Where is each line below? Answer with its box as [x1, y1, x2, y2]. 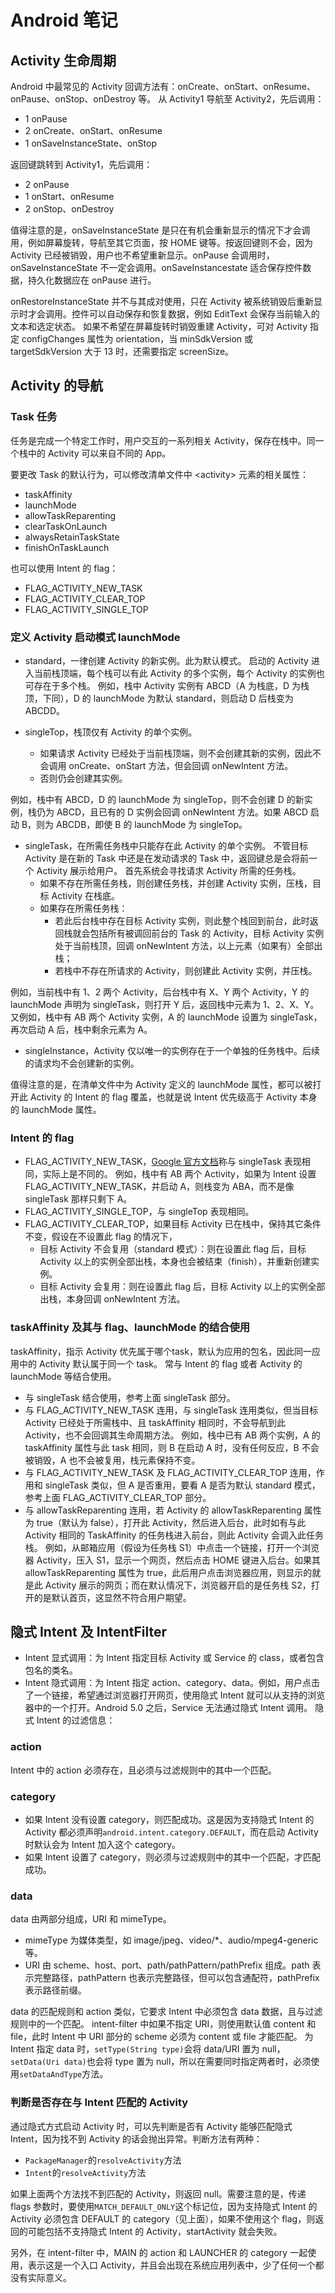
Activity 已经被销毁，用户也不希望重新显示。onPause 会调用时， [10, 249, 275, 261]
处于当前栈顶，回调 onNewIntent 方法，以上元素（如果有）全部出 [54, 939, 323, 951]
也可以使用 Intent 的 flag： [10, 562, 119, 574]
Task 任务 [10, 410, 58, 424]
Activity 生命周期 [10, 52, 117, 69]
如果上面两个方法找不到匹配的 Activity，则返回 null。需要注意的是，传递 [10, 2187, 307, 2200]
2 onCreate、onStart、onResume [24, 125, 163, 136]
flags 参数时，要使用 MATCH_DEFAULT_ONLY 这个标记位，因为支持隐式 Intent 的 [10, 2200, 318, 2212]
